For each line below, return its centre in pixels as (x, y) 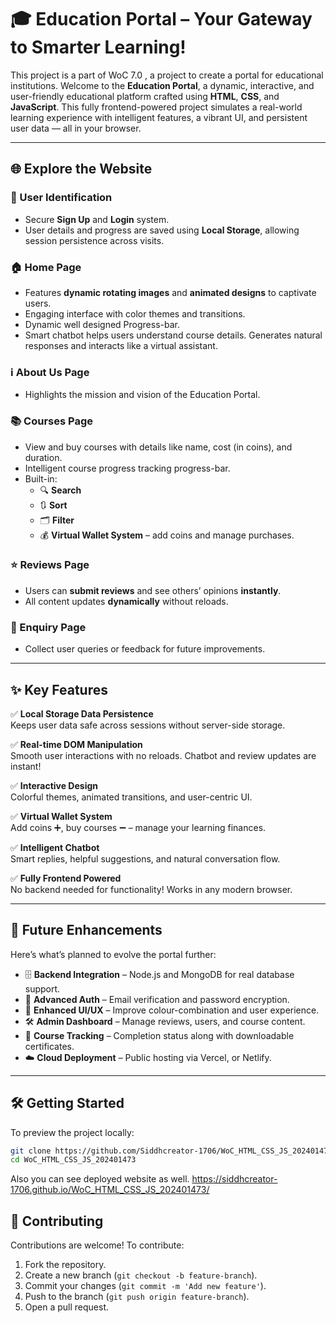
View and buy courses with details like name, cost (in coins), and (158, 447)
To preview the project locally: (72, 1132)
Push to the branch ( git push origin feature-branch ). (137, 1297)
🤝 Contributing (57, 1221)
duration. (43, 457)
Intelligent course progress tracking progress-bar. (127, 468)
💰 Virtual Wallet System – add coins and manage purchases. (167, 535)
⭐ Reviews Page (50, 565)
